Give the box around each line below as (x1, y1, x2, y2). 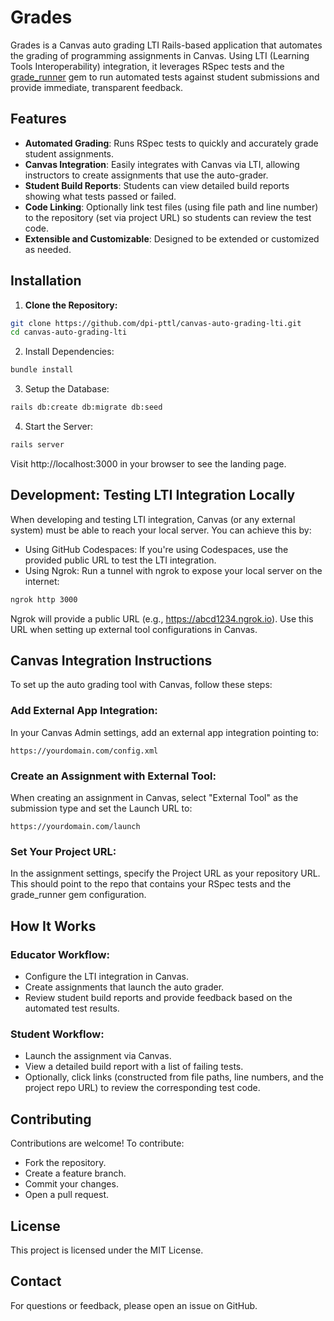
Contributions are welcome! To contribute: (10, 1137, 185, 1150)
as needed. (24, 243, 72, 255)
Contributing (10, 1111, 92, 1128)
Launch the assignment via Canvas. (24, 1050, 172, 1062)
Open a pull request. (24, 1189, 110, 1201)
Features (10, 111, 67, 128)
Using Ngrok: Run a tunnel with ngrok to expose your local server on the (24, 564, 323, 576)
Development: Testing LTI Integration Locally (10, 487, 296, 504)
